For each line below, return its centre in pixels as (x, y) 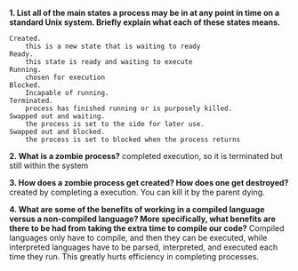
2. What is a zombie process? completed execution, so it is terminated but (146, 156)
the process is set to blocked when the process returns (133, 139)
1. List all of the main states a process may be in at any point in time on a (145, 13)
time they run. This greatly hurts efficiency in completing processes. (134, 256)
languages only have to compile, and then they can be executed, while (138, 238)
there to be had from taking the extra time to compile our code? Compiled (147, 228)
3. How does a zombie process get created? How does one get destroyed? (149, 183)
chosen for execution (65, 77)
